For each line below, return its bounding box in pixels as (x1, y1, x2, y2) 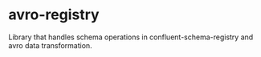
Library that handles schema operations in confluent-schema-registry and (8, 32, 254, 42)
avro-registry (8, 6, 100, 24)
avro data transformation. (8, 40, 92, 50)
